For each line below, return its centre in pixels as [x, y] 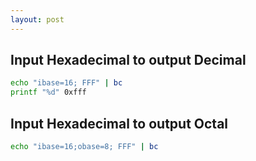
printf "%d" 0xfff [48, 92]
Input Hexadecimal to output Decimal [128, 60]
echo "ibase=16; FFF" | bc [66, 83]
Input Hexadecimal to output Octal [119, 123]
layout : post [37, 19]
